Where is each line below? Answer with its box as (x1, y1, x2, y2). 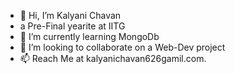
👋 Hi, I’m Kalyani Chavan (19, 10, 122, 21)
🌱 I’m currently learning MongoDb (19, 31, 160, 42)
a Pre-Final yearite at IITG (19, 20, 126, 32)
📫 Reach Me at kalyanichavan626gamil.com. (19, 53, 207, 64)
